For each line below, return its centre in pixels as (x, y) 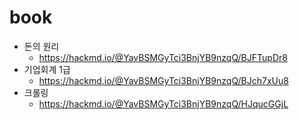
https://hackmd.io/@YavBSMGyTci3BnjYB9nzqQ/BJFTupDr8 (163, 57)
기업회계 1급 (47, 69)
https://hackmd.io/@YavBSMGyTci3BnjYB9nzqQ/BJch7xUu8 (163, 80)
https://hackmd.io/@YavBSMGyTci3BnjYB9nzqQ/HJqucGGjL (163, 103)
